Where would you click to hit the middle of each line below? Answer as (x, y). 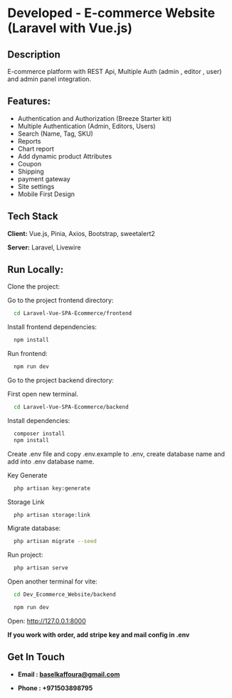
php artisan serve (41, 568)
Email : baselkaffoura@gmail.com (69, 674)
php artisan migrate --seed (56, 542)
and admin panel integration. (49, 79)
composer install (39, 434)
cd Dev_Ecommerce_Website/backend (65, 595)
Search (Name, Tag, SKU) (56, 134)
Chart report (36, 149)
